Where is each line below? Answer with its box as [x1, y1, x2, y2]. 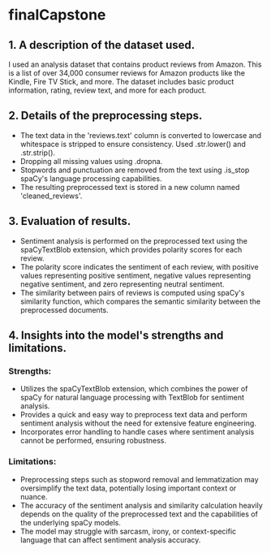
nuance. [19, 491, 48, 501]
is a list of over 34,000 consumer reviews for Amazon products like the [8, 68, 246, 78]
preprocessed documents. [19, 305, 109, 314]
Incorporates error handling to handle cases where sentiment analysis [19, 427, 255, 437]
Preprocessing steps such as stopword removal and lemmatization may [19, 474, 259, 484]
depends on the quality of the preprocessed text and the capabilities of [19, 509, 258, 519]
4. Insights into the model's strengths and [8, 329, 224, 343]
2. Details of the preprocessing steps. [8, 109, 203, 123]
